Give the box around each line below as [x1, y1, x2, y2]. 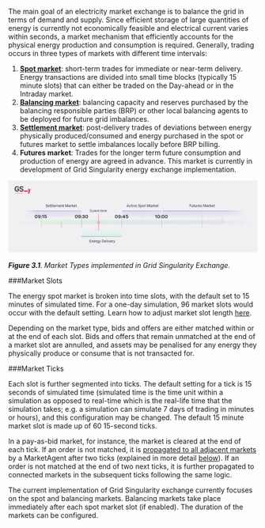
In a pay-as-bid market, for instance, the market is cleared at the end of [8, 436, 241, 446]
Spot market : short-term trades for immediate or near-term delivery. [19, 64, 243, 74]
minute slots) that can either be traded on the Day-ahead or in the [19, 81, 234, 90]
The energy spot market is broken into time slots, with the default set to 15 [8, 292, 250, 301]
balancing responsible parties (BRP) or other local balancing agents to [19, 106, 248, 115]
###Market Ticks [8, 364, 65, 374]
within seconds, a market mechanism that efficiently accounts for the [8, 32, 233, 41]
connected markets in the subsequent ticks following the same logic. [8, 470, 233, 480]
